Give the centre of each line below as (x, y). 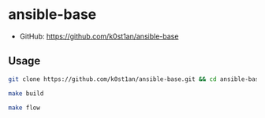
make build (26, 93)
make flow (24, 108)
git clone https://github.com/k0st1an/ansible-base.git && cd (112, 79)
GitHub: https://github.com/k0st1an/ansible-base (99, 36)
